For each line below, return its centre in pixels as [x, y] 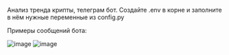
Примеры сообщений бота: [47, 31]
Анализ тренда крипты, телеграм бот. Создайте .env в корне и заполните [115, 10]
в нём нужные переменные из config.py [66, 17]
